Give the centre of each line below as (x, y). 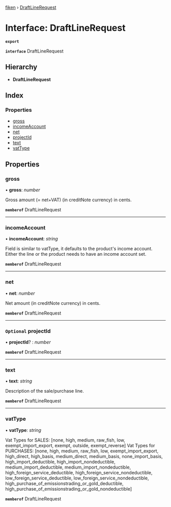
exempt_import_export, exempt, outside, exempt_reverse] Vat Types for (80, 445)
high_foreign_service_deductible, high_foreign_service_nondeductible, (79, 472)
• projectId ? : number (28, 342)
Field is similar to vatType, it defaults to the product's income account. (79, 249)
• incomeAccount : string (32, 239)
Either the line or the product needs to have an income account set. (76, 254)
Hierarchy (21, 67)
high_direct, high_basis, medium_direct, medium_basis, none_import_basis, (84, 456)
